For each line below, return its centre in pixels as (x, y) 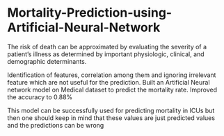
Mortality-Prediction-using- (90, 13)
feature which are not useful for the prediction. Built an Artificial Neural (109, 82)
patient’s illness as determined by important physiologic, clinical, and (106, 54)
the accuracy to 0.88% (40, 97)
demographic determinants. (47, 61)
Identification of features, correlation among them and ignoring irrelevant (112, 75)
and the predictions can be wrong (56, 125)
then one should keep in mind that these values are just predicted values (111, 118)
